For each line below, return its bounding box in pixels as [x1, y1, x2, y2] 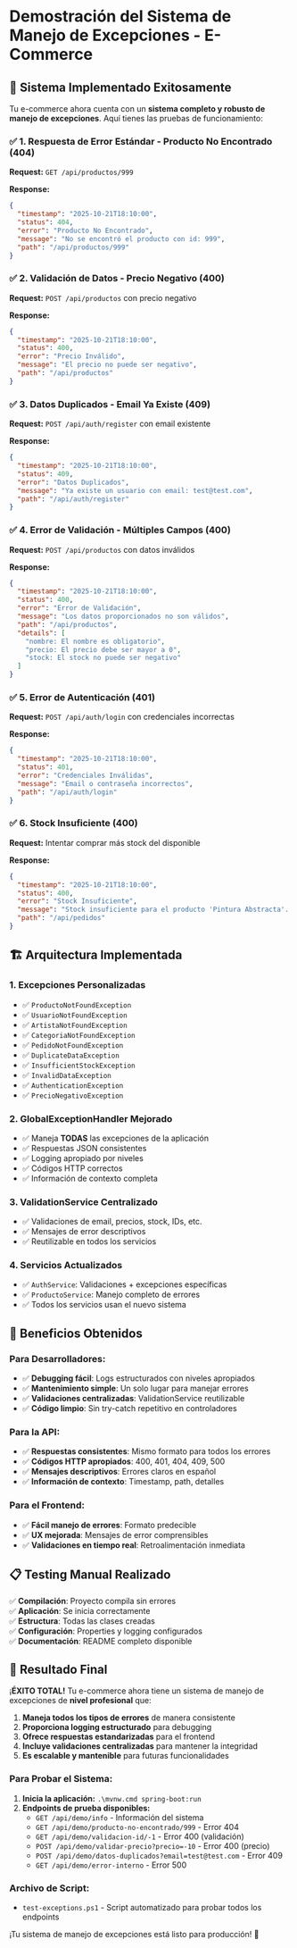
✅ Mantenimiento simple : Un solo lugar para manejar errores [21, 1383, 249, 1394]
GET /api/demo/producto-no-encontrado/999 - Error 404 [35, 1821, 239, 1832]
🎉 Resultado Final [9, 1661, 108, 1676]
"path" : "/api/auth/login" [17, 788, 118, 797]
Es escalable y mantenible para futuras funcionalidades [21, 1751, 229, 1761]
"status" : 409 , [17, 469, 74, 479]
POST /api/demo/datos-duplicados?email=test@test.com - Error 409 [35, 1850, 284, 1860]
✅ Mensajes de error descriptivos [21, 1226, 146, 1237]
